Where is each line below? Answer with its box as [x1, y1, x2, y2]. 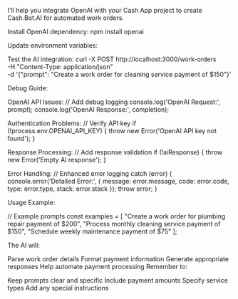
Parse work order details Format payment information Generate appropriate [7, 255, 229, 263]
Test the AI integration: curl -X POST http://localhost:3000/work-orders [7, 55, 217, 63]
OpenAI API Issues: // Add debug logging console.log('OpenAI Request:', [7, 98, 221, 106]
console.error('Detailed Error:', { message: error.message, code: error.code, [7, 177, 230, 185]
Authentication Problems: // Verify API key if [7, 119, 137, 127]
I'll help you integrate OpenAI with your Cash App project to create [7, 6, 203, 14]
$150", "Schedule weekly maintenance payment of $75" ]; [7, 227, 177, 236]
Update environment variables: [7, 41, 98, 49]
